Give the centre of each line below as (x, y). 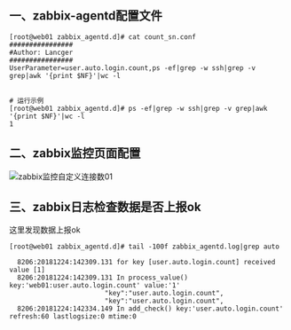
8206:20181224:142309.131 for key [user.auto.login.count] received (146, 263)
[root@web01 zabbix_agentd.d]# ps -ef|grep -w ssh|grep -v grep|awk (138, 108)
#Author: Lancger (41, 52)
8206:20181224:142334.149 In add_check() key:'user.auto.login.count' (150, 309)
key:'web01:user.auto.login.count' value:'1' (94, 286)
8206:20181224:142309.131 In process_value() (103, 278)
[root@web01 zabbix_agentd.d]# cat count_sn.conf (103, 37)
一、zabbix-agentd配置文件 (86, 16)
